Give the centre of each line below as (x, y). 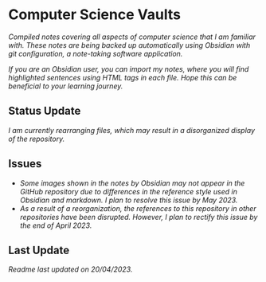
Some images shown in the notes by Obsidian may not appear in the (132, 183)
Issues (25, 164)
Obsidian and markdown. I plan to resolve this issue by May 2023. (129, 200)
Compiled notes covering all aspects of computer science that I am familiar (132, 37)
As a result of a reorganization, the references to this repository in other (138, 208)
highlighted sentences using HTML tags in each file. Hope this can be (123, 77)
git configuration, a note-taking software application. (96, 53)
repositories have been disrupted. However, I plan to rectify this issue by (139, 217)
